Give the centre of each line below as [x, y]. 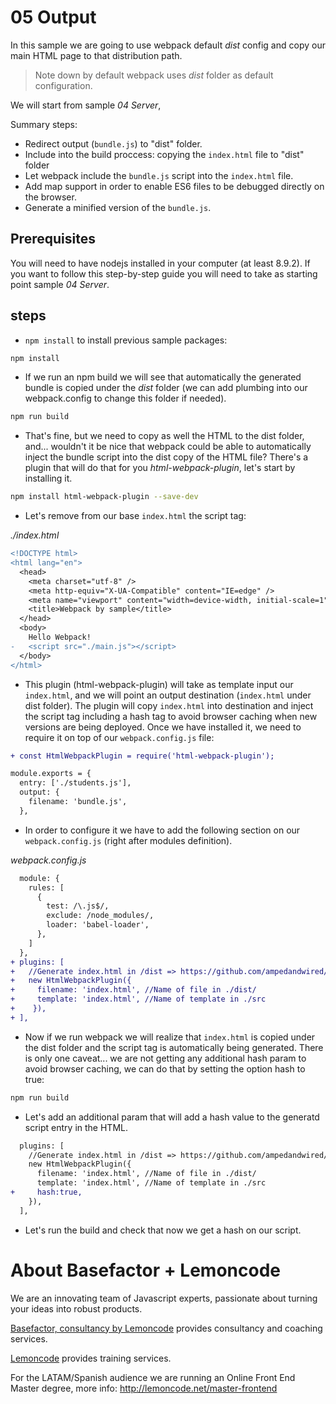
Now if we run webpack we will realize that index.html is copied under [170, 1037]
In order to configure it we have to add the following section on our [162, 830]
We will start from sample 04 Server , [86, 105]
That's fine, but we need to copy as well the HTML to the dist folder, [164, 436]
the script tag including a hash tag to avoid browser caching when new [171, 716]
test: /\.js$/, [78, 906]
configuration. [63, 85]
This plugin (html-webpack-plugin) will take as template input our [159, 684]
